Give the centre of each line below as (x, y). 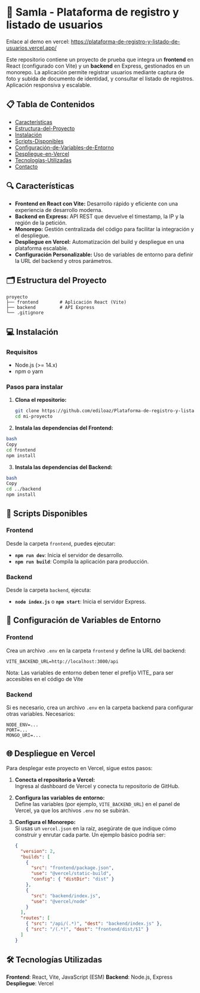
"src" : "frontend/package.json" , (73, 868)
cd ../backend (24, 489)
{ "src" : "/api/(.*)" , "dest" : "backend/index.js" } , (94, 924)
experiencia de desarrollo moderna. (59, 210)
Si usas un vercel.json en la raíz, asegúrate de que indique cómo (96, 828)
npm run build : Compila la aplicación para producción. (82, 561)
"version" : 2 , (38, 851)
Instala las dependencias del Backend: (64, 467)
